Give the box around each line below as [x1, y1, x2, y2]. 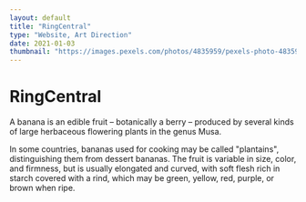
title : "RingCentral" [9, 22, 92, 31]
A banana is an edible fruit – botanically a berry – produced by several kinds [9, 116, 294, 127]
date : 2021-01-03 [9, 38, 76, 48]
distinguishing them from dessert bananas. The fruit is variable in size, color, [9, 154, 297, 165]
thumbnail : [9, 47, 51, 56]
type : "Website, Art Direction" [9, 30, 132, 39]
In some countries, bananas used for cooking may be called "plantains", [9, 144, 280, 155]
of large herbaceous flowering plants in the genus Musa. [9, 126, 222, 137]
